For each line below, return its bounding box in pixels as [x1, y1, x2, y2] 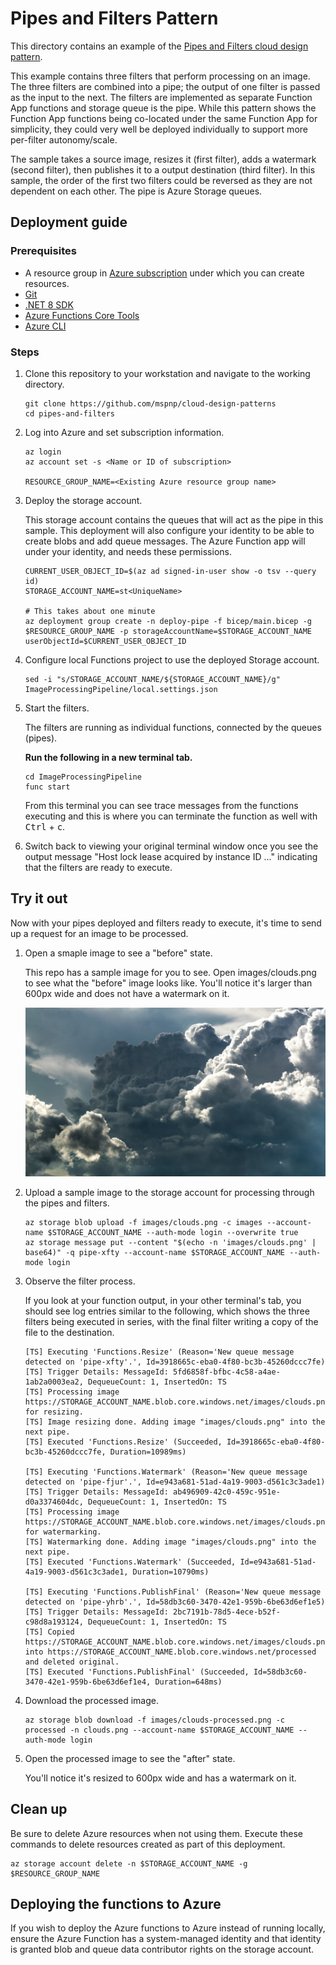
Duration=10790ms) [132, 1567, 210, 1577]
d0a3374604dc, [24, 1497, 84, 1507]
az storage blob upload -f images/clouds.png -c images [24, 1217, 263, 1227]
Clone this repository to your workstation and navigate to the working [24, 367, 311, 379]
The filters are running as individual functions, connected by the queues [24, 721, 322, 733]
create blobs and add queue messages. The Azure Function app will [24, 535, 306, 547]
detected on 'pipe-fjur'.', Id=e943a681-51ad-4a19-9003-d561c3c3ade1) [24, 1477, 326, 1487]
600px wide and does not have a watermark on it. [24, 987, 230, 999]
